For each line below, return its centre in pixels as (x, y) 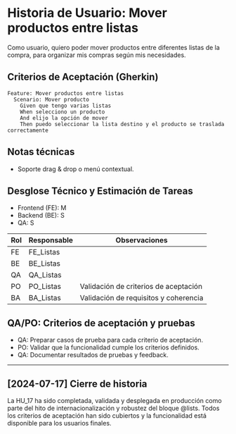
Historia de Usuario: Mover (87, 13)
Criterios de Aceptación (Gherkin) (83, 77)
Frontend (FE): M (42, 208)
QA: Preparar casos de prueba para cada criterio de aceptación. (110, 340)
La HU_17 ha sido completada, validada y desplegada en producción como (115, 401)
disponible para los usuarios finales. (59, 423)
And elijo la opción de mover (64, 118)
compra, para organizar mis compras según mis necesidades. (97, 55)
